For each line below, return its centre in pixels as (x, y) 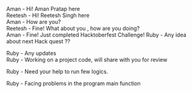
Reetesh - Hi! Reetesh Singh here (48, 15)
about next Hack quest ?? (38, 41)
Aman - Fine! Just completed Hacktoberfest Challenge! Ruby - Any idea (97, 35)
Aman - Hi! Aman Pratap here (43, 9)
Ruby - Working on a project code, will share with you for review (87, 60)
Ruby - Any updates (31, 53)
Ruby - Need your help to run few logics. (57, 72)
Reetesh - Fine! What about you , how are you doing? (73, 28)
